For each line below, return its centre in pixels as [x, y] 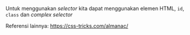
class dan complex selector [39, 15]
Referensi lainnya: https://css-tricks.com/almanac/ [67, 26]
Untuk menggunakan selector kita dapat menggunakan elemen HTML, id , [95, 8]
